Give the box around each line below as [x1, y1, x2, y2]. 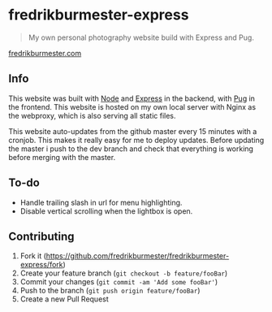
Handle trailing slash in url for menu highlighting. [19, 197, 183, 207]
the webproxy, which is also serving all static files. [8, 110, 176, 120]
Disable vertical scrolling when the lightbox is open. [19, 206, 193, 216]
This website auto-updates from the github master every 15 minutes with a [8, 126, 257, 136]
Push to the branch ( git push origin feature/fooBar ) [19, 286, 201, 296]
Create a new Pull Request [19, 294, 110, 304]
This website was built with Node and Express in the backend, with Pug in [8, 93, 256, 103]
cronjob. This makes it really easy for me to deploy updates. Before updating [8, 135, 265, 145]
